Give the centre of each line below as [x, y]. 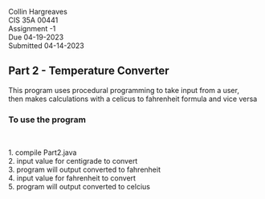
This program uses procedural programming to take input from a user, [124, 90]
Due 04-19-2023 [36, 37]
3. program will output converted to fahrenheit [84, 170]
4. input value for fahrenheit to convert [72, 178]
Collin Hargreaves [38, 12]
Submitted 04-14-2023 [46, 46]
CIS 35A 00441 [33, 20]
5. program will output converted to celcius [79, 187]
